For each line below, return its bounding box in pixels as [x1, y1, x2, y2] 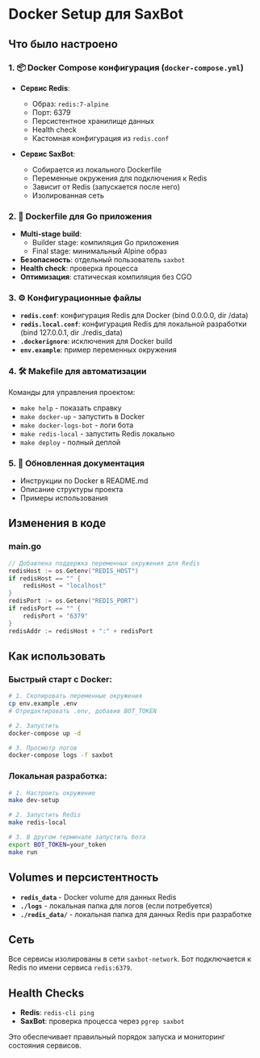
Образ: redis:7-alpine [31, 99, 109, 108]
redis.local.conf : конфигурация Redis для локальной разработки [19, 319, 247, 329]
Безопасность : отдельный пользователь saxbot [19, 255, 186, 265]
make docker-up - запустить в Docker [19, 411, 145, 421]
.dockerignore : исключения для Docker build [19, 337, 173, 346]
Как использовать [8, 649, 107, 663]
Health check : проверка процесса [19, 264, 139, 274]
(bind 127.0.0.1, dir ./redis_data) [19, 328, 124, 338]
